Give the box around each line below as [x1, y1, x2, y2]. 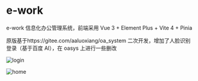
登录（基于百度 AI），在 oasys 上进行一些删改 [6, 44, 117, 52]
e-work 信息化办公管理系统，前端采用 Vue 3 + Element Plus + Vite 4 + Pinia [6, 24, 193, 31]
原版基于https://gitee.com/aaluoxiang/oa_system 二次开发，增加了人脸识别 [6, 37, 191, 44]
